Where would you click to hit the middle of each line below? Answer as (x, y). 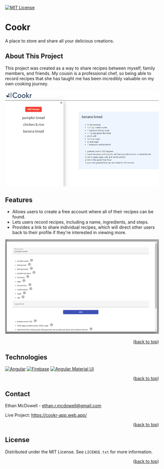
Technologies (26, 357)
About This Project (34, 56)
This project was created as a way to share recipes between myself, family (80, 68)
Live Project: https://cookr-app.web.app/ (46, 415)
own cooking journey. (27, 84)
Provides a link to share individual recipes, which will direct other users (83, 227)
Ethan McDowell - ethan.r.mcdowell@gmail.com (53, 406)
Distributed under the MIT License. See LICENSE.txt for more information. (79, 452)
